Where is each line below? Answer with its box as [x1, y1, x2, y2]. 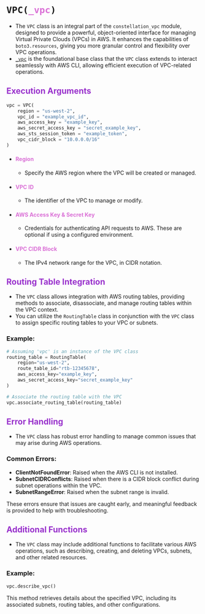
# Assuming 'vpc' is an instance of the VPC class [6, 348, 139, 355]
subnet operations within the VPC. [15, 481, 102, 489]
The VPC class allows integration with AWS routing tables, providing [15, 293, 185, 301]
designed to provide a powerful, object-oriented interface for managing [15, 29, 196, 36]
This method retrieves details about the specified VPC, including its [6, 594, 177, 602]
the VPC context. [15, 306, 59, 313]
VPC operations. [15, 48, 57, 56]
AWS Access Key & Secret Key [15, 211, 95, 218]
